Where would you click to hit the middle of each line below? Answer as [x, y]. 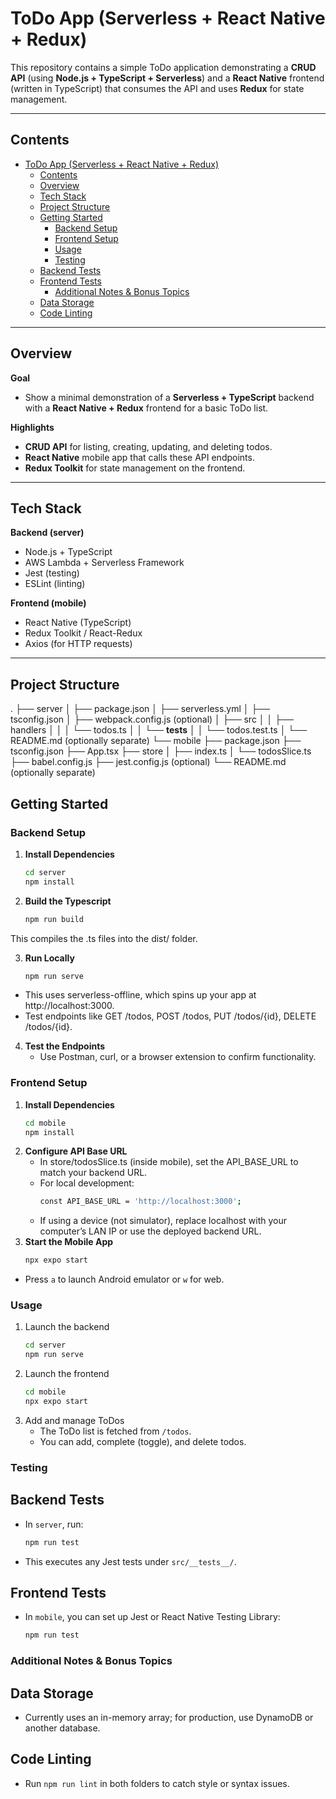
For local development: [87, 1183]
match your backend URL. [93, 1173]
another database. [62, 1728]
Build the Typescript [68, 901]
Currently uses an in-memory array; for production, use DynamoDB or [169, 1717]
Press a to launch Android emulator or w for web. [124, 1279]
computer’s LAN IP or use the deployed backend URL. [150, 1231]
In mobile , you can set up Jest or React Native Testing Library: [152, 1617]
